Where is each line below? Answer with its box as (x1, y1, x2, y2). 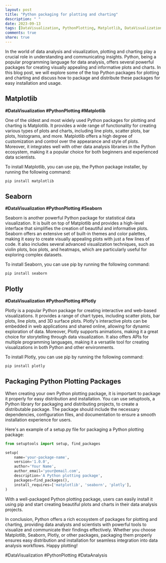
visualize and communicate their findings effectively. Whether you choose (5, 526, 156, 533)
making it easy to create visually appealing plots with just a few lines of (5, 236, 150, 242)
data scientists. (5, 154, 36, 160)
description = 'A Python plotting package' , (14, 473, 103, 478)
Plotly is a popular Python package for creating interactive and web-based (5, 308, 157, 314)
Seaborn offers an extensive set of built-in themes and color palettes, (5, 231, 147, 237)
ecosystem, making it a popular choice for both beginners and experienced (5, 149, 159, 155)
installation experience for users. (5, 417, 72, 423)
